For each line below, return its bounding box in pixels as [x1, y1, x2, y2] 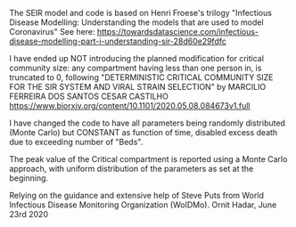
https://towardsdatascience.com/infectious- [96, 27, 259, 36]
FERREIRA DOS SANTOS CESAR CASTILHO [9, 91, 169, 101]
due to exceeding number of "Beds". [9, 137, 144, 147]
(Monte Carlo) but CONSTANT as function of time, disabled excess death [9, 127, 278, 137]
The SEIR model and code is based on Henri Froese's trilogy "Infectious [9, 8, 272, 18]
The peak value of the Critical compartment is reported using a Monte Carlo [9, 154, 288, 164]
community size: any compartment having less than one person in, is [9, 62, 262, 73]
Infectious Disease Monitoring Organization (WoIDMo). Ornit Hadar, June [9, 199, 277, 210]
